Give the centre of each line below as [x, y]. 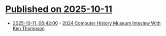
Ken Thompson [28, 28]
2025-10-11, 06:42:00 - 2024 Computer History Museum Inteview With [87, 23]
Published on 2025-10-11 [59, 9]
